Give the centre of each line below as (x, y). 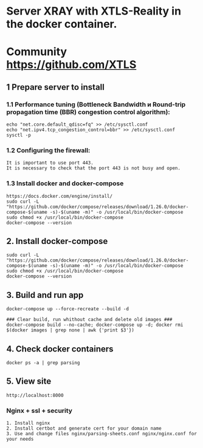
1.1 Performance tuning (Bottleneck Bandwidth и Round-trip (96, 104)
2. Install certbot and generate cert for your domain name (84, 429)
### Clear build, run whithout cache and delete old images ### (89, 320)
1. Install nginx (28, 423)
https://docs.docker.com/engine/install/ (60, 196)
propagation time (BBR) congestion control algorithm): (88, 112)
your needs (20, 439)
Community (37, 52)
